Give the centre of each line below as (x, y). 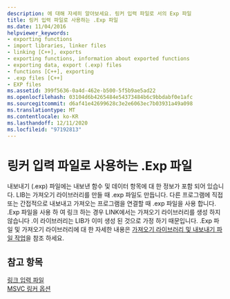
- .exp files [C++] (35, 78)
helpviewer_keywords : (38, 33)
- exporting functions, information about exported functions (98, 59)
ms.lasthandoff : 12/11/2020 (48, 123)
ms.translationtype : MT (41, 110)
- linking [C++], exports (44, 53)
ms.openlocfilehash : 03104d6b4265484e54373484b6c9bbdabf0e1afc (100, 98)
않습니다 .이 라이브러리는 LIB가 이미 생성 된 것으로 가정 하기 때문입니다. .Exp (110, 221)
